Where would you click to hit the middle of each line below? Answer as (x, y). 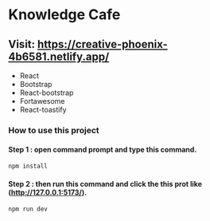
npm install (28, 166)
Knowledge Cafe (64, 15)
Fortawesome (42, 101)
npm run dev (28, 209)
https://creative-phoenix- (103, 44)
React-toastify (43, 110)
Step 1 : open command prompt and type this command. (103, 149)
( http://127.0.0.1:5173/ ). (48, 192)
